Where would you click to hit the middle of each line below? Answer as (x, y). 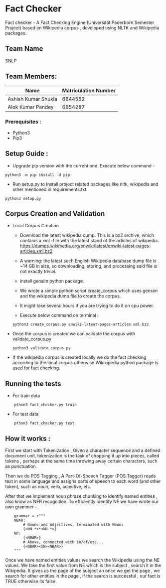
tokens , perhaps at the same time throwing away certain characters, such (82, 461)
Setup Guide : (27, 154)
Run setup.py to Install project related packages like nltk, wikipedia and (85, 184)
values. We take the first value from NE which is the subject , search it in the (83, 566)
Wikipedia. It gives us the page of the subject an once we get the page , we (83, 571)
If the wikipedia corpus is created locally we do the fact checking (79, 357)
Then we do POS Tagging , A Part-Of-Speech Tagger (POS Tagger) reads (81, 476)
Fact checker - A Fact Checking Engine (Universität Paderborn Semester (80, 22)
